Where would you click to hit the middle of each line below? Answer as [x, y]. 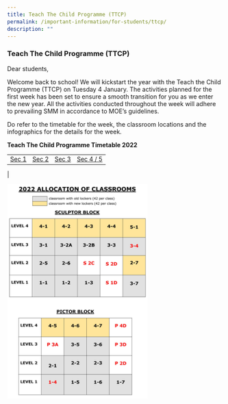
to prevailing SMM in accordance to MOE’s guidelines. [83, 111]
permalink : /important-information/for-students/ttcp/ [87, 22]
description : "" [30, 29]
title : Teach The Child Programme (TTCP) [67, 14]
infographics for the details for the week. [64, 131]
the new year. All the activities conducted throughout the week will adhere [112, 103]
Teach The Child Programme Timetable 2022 [73, 144]
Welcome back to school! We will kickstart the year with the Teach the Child [114, 81]
